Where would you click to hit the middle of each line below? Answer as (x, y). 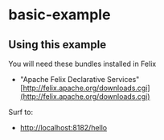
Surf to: (21, 112)
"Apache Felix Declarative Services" (80, 79)
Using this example (57, 45)
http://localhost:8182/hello (63, 128)
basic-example (59, 15)
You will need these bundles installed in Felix (82, 64)
